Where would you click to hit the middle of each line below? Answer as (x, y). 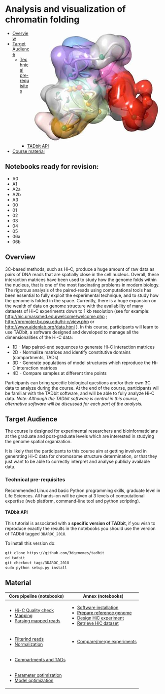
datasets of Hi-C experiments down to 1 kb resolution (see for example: (77, 311)
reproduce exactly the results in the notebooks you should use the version (81, 528)
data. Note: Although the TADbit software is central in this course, (72, 398)
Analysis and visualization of (66, 9)
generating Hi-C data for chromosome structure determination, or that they (81, 456)
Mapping (24, 615)
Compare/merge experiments (107, 642)
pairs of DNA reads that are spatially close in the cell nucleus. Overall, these (82, 274)
